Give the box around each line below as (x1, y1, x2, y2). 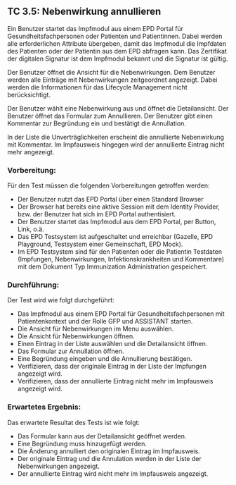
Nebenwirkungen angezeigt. (17, 462, 100, 470)
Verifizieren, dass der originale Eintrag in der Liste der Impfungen (17, 362, 207, 371)
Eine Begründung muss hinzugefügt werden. (17, 439, 147, 448)
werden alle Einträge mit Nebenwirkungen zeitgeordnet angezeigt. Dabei (7, 75, 218, 84)
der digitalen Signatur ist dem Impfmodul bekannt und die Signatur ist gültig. (7, 54, 228, 63)
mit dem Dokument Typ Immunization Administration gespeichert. (17, 262, 208, 271)
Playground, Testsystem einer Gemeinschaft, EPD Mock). (17, 240, 183, 249)
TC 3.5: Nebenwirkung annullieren (7, 6, 162, 18)
